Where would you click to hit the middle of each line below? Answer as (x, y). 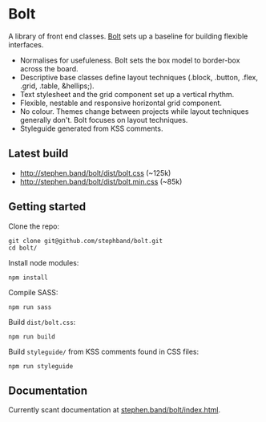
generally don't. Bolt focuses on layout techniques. (104, 120)
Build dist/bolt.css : (42, 322)
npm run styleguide (41, 366)
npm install (28, 278)
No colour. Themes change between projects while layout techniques (134, 111)
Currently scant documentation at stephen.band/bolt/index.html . (115, 410)
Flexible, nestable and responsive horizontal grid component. (121, 103)
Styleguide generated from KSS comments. (91, 128)
